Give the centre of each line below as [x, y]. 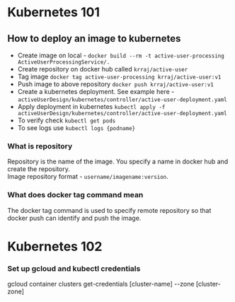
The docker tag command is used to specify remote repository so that [109, 210]
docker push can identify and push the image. [74, 218]
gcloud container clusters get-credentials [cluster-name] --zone [101, 284]
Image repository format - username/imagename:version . [88, 177]
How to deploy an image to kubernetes [94, 39]
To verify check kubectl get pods [67, 120]
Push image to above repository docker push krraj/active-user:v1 [116, 84]
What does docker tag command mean [75, 195]
